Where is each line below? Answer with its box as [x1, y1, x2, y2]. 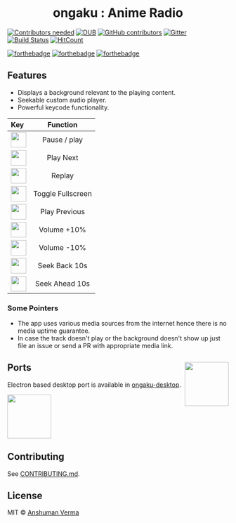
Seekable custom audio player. [17, 95, 107, 104]
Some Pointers [7, 303, 58, 313]
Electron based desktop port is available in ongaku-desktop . [7, 380, 181, 389]
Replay [51, 171, 74, 180]
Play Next [46, 153, 79, 163]
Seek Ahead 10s [34, 279, 90, 289]
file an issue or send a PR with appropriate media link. [17, 342, 173, 350]
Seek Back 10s [37, 261, 88, 271]
